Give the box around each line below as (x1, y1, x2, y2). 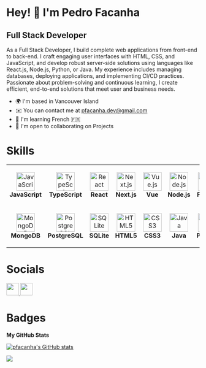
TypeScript (48, 190, 82, 199)
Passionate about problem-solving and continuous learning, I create (6, 79, 178, 86)
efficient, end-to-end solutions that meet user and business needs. (6, 85, 176, 93)
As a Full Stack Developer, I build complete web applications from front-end (6, 46, 197, 53)
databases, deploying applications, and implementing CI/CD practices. (6, 72, 185, 79)
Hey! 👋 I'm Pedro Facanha (6, 6, 140, 20)
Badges (6, 311, 46, 325)
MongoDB (10, 231, 41, 240)
